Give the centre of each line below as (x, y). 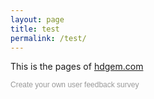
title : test (35, 29)
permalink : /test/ (48, 38)
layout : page (37, 19)
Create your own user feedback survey (75, 85)
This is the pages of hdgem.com (77, 67)
